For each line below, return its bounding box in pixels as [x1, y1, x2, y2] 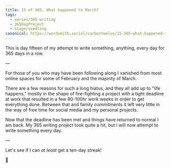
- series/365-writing [10, 17, 56, 22]
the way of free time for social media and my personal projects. [5, 107, 138, 113]
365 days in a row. [5, 50, 44, 56]
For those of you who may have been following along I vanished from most [5, 70, 162, 76]
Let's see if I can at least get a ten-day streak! [5, 147, 102, 153]
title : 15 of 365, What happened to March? [5, 7, 99, 13]
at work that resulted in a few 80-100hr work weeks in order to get [5, 96, 145, 102]
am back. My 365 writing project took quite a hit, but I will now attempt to [5, 122, 159, 128]
